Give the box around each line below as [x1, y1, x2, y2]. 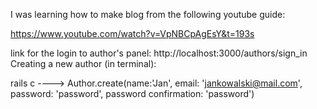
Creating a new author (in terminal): [10, 58, 157, 69]
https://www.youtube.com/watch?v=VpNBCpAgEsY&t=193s [10, 28, 255, 39]
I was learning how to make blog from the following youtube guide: [10, 9, 286, 20]
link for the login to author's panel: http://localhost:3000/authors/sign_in [10, 47, 308, 59]
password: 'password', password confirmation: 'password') [10, 88, 255, 99]
